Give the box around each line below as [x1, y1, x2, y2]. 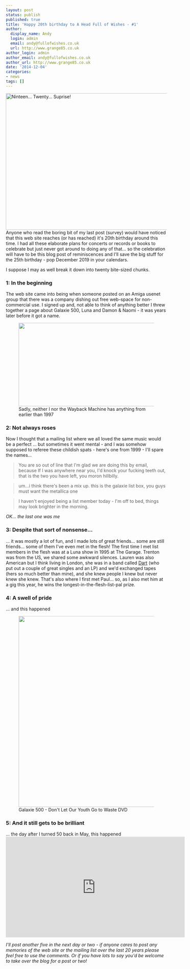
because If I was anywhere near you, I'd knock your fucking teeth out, [18, 468, 166, 474]
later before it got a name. [6, 313, 60, 319]
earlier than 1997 [18, 411, 54, 417]
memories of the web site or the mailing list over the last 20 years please [6, 947, 159, 953]
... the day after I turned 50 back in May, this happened [6, 831, 122, 837]
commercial [6, 302, 31, 308]
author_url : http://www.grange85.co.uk [6, 60, 91, 65]
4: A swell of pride [6, 594, 52, 601]
